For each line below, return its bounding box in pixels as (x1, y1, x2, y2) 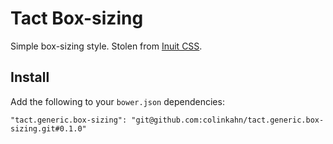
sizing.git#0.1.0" (10, 123, 87, 134)
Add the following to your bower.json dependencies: (10, 95, 225, 107)
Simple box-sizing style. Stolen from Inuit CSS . (10, 40, 203, 52)
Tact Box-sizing (10, 7, 144, 30)
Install (10, 69, 50, 86)
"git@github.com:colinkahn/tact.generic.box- (131, 115, 325, 125)
